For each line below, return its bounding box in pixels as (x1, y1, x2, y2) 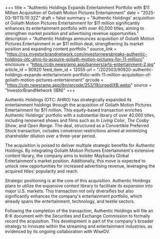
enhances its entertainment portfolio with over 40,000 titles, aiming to (5, 25, 144, 31)
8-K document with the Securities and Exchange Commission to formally (5, 213, 150, 219)
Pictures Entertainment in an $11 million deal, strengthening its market (5, 41, 144, 46)
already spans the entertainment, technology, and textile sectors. (5, 199, 135, 204)
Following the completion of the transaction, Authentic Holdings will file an (5, 208, 154, 214)
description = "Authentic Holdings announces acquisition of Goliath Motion (5, 36, 154, 41)
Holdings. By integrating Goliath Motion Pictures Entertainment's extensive (5, 147, 154, 153)
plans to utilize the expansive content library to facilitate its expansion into (5, 183, 153, 188)
